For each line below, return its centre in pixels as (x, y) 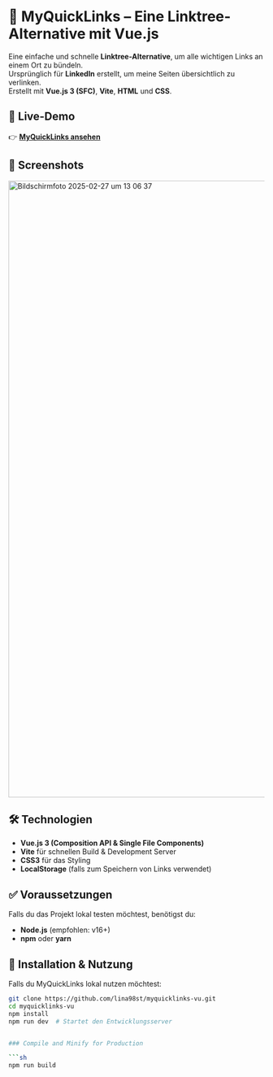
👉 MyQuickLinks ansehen (54, 137)
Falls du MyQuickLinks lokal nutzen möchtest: (85, 984)
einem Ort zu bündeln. (46, 65)
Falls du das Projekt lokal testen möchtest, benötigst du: (102, 914)
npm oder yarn (45, 939)
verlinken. (25, 82)
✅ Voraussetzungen (61, 894)
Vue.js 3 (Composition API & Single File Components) (112, 843)
